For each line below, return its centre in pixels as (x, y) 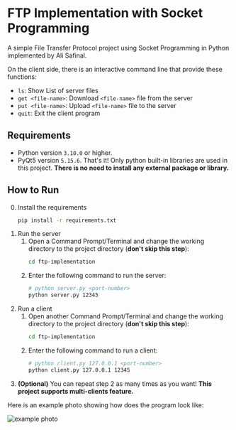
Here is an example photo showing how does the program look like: (106, 405)
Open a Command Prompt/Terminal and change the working (116, 241)
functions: (22, 77)
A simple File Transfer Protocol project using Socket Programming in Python (118, 48)
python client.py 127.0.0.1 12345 (79, 370)
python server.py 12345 (63, 295)
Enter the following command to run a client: (93, 350)
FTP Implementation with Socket (105, 13)
